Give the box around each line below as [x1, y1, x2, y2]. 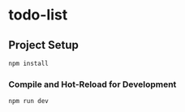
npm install [8, 59, 49, 67]
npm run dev [8, 97, 49, 106]
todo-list [8, 6, 68, 24]
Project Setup [8, 38, 80, 52]
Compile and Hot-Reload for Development [8, 79, 177, 90]
